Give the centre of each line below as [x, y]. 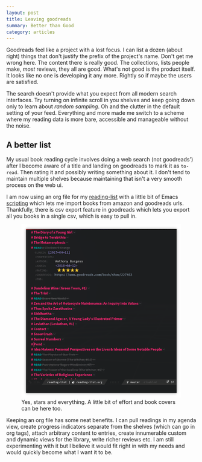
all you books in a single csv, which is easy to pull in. [71, 216]
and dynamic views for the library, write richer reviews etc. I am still [90, 440]
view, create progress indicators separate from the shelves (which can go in [101, 427]
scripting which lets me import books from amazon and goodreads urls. [95, 203]
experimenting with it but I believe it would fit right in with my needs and [96, 446]
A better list [29, 145]
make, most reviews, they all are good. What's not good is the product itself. [101, 69]
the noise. [19, 126]
